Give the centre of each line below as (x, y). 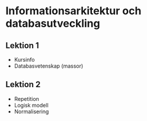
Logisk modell (31, 105)
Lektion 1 (22, 45)
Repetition (27, 98)
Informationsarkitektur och (73, 11)
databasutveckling (53, 23)
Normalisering (31, 112)
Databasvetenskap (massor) (49, 66)
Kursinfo (24, 60)
